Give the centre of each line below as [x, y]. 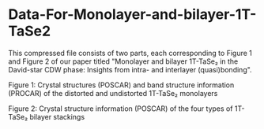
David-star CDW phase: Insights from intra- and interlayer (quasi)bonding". [130, 69]
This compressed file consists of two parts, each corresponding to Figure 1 [130, 53]
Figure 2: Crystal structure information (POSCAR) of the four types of [121, 109]
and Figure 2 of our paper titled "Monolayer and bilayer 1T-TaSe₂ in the [123, 61]
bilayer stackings [57, 116]
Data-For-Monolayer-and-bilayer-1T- [132, 15]
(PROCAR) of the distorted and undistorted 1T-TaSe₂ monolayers [113, 93]
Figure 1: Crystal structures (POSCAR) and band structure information [121, 85]
